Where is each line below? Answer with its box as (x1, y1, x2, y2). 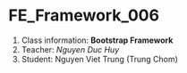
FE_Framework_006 (8, 5, 160, 26)
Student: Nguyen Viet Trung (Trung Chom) (21, 53, 178, 64)
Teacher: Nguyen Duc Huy (21, 44, 120, 54)
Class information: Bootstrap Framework (21, 35, 174, 45)
